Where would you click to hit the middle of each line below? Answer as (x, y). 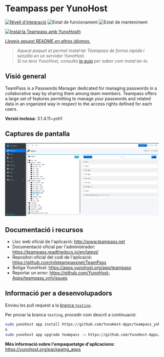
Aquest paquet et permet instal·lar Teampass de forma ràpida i (81, 50)
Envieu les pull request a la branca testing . (48, 305)
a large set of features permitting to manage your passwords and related (78, 98)
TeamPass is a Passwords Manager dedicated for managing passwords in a (81, 88)
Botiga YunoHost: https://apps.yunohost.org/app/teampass (72, 268)
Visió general (26, 76)
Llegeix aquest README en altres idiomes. (48, 41)
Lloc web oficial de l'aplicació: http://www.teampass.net (69, 242)
